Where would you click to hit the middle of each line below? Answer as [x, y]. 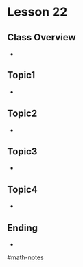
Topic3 [22, 152]
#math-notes [25, 257]
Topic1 [21, 75]
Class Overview [42, 37]
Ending [23, 228]
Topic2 [22, 114]
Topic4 [22, 189]
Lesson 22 [37, 12]
